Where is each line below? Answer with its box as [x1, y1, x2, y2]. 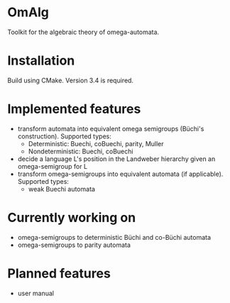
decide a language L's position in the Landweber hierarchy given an [17, 154, 216, 163]
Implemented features [7, 101, 141, 117]
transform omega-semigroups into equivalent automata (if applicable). [17, 170, 224, 178]
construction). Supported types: [17, 132, 111, 141]
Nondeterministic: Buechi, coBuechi [28, 147, 133, 155]
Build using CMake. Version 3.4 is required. [7, 76, 133, 84]
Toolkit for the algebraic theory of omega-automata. [7, 28, 160, 36]
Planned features [7, 265, 111, 281]
